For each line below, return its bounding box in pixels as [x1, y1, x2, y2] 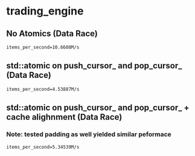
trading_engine [6, 4, 84, 18]
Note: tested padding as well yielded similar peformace [6, 130, 172, 138]
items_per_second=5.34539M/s [6, 144, 80, 150]
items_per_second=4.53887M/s [6, 86, 80, 92]
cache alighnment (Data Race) [6, 112, 123, 122]
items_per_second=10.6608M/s [6, 44, 80, 50]
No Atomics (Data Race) [6, 28, 98, 39]
